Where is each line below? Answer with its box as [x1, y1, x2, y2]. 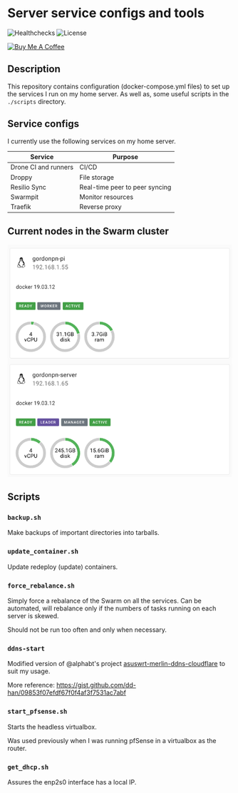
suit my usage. [7, 667, 51, 675]
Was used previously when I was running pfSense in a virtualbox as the [7, 736, 217, 745]
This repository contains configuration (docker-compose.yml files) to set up [7, 82, 230, 91]
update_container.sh [7, 548, 79, 556]
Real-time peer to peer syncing [79, 183, 172, 191]
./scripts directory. [7, 97, 66, 106]
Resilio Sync [10, 183, 46, 191]
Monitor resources [79, 193, 134, 201]
